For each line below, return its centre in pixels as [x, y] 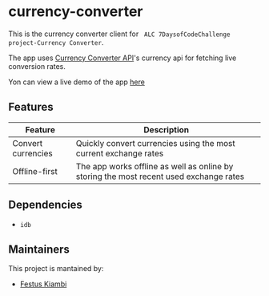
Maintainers [39, 249]
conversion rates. [37, 66]
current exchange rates [120, 153]
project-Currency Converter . [56, 42]
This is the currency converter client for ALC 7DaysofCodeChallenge [119, 34]
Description [167, 129]
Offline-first [35, 171]
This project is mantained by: [56, 269]
